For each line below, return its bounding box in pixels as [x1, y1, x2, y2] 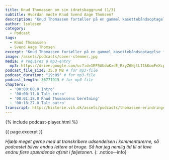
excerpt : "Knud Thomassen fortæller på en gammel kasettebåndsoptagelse [5, 49, 161, 54]
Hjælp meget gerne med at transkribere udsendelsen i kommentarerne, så [5, 138, 159, 144]
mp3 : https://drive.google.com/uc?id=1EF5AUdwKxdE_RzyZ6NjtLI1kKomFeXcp [10, 63, 165, 68]
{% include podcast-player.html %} [5, 119, 78, 125]
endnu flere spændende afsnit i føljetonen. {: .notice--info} [5, 149, 127, 155]
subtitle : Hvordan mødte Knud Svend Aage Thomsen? [5, 12, 114, 17]
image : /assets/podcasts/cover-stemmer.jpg [5, 54, 98, 59]
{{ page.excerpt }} [5, 129, 43, 134]
